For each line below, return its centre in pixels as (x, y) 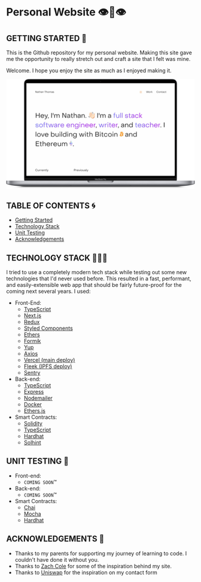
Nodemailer (38, 398)
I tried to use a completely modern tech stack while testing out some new (97, 272)
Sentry (32, 372)
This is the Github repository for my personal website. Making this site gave (99, 53)
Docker (33, 404)
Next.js (33, 315)
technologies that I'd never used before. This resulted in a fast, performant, (99, 278)
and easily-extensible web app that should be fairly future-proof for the (94, 284)
